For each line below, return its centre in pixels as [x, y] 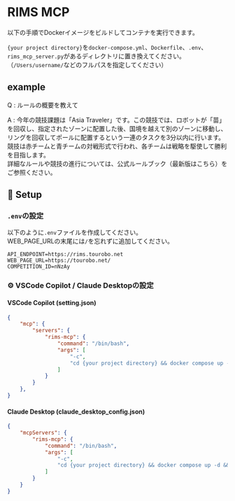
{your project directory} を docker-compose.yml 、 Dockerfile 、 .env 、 [107, 47]
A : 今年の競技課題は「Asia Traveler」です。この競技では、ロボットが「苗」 [116, 120]
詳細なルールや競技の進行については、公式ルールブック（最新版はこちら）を [117, 163]
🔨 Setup [25, 195]
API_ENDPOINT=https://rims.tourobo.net [65, 255]
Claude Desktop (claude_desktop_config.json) [76, 411]
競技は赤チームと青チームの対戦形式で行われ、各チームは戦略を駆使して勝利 [117, 146]
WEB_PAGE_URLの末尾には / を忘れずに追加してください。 [90, 241]
